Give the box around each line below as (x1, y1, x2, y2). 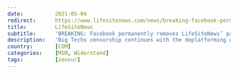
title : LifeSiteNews (7, 23, 93, 30)
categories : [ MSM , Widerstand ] (7, 50, 110, 57)
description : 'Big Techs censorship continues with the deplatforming (7, 37, 227, 44)
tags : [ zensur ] (7, 56, 81, 63)
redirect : (7, 17, 37, 24)
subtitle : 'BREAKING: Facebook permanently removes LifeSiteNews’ (7, 30, 223, 37)
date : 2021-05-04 (7, 10, 87, 18)
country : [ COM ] (7, 43, 72, 50)
